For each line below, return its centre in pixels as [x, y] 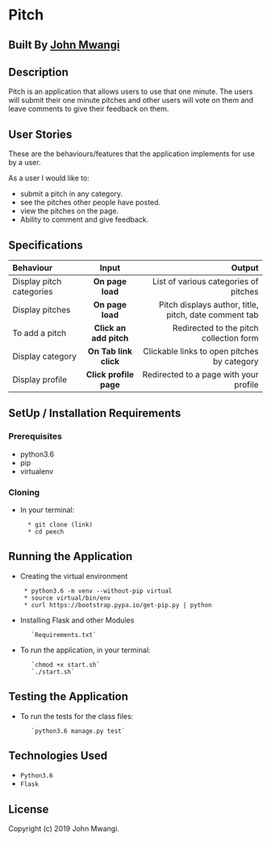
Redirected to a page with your [200, 375]
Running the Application [71, 556]
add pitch [110, 338]
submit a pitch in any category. [71, 194]
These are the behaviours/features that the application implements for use [132, 154]
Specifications [46, 245]
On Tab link [110, 351]
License [29, 809]
